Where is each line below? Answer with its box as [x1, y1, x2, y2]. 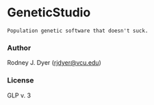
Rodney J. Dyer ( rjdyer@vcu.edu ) [7, 59, 101, 67]
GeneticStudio [7, 5, 91, 20]
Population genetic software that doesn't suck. [7, 27, 149, 34]
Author [7, 43, 31, 52]
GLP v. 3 [7, 91, 31, 100]
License [7, 76, 34, 85]
